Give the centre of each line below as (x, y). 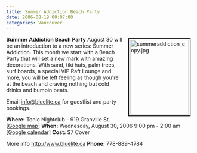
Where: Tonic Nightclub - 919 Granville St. (58, 120)
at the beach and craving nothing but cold (58, 84)
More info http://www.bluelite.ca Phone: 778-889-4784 (75, 144)
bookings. (19, 108)
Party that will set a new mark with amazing (60, 59)
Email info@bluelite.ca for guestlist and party (61, 102)
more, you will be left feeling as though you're (62, 77)
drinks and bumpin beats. (38, 90)
